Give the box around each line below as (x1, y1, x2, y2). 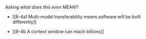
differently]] (12, 19, 37, 25)
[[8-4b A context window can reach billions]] (12, 29, 104, 34)
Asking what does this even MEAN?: (5, 4, 79, 10)
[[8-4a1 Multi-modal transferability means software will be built (12, 14, 141, 19)
